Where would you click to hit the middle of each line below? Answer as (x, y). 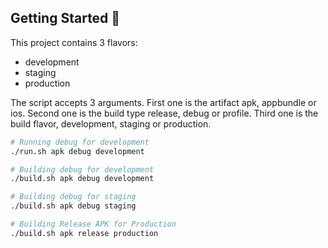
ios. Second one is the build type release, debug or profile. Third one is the (164, 113)
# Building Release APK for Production (93, 224)
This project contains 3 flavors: (74, 42)
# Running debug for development (80, 142)
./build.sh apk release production (84, 233)
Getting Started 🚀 (65, 18)
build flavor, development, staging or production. (111, 123)
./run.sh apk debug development (77, 151)
